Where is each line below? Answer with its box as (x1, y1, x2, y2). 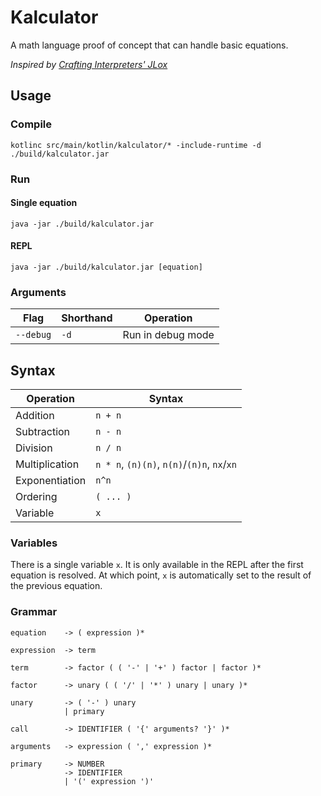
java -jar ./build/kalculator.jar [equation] (10, 262, 203, 272)
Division (15, 441, 53, 455)
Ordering (15, 490, 58, 504)
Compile (10, 117, 52, 131)
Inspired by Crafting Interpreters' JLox (10, 58, 168, 70)
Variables (10, 536, 58, 550)
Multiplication (15, 457, 80, 471)
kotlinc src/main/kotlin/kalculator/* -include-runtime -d (10, 140, 262, 150)
